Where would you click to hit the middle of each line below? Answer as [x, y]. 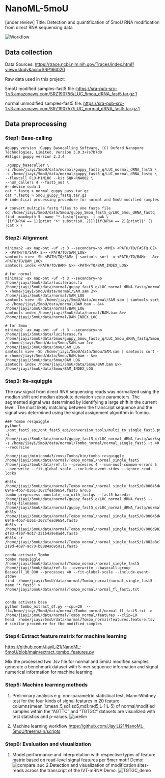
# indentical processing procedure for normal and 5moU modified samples [82, 200]
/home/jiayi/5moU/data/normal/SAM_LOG [45, 296]
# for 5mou [16, 326]
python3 [13, 426]
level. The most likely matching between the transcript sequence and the [79, 407]
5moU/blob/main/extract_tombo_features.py [50, 652]
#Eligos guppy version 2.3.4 [35, 157]
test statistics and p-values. [40, 717]
